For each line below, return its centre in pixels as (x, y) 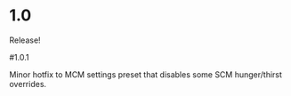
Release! (25, 40)
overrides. (28, 84)
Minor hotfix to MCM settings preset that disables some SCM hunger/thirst (146, 74)
